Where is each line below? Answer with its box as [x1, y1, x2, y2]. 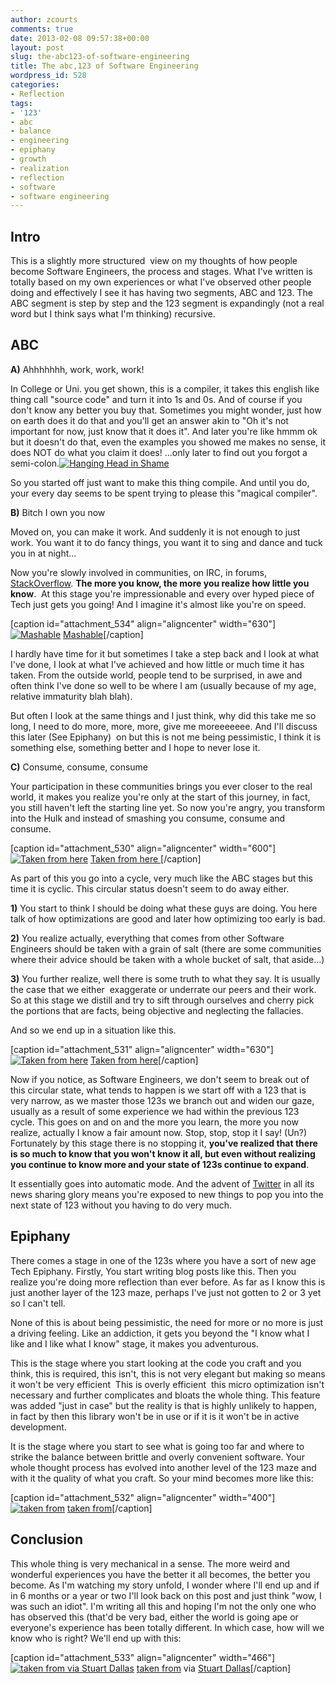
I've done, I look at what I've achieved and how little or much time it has [10, 658, 305, 670]
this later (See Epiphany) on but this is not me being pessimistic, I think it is [10, 731, 322, 743]
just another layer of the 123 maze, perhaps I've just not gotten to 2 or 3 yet [10, 1286, 322, 1298]
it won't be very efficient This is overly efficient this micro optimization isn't [10, 1378, 325, 1390]
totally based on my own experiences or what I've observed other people [10, 276, 312, 288]
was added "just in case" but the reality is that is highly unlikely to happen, [10, 1399, 317, 1411]
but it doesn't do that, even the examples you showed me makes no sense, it [10, 436, 326, 448]
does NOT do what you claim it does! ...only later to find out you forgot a [10, 446, 308, 458]
